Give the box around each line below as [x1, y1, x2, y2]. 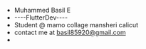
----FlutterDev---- [14, 13, 68, 22]
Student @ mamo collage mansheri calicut [14, 21, 139, 29]
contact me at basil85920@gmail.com [14, 28, 126, 36]
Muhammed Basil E [14, 6, 71, 14]
